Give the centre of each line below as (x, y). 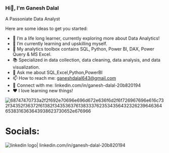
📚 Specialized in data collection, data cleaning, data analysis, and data (86, 60)
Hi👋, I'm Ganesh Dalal (32, 8)
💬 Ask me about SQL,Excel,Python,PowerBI (57, 73)
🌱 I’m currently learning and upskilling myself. (60, 44)
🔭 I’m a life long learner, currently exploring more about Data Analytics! (86, 38)
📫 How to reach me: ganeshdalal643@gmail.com (64, 78)
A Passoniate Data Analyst (33, 19)
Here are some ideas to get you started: (47, 29)
